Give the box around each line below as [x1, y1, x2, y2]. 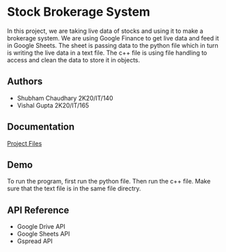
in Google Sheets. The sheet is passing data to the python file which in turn [7, 41, 218, 49]
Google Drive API [16, 223, 66, 231]
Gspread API [16, 237, 53, 245]
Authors [7, 76, 43, 88]
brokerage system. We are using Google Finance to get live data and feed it [7, 34, 219, 42]
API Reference [7, 204, 70, 216]
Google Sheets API [16, 230, 70, 238]
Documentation [7, 121, 75, 133]
